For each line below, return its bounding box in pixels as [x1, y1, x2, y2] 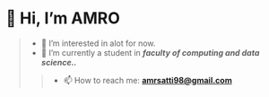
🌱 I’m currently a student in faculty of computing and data [40, 47, 260, 57]
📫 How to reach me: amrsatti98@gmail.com [63, 75, 232, 85]
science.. [40, 57, 77, 67]
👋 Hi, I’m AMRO [5, 8, 120, 29]
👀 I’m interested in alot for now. [40, 38, 156, 48]
